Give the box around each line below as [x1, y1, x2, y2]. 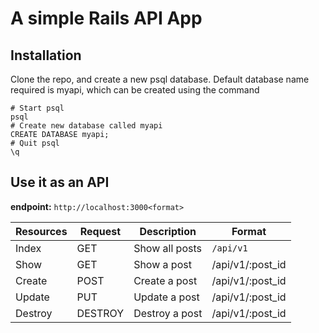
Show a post [133, 257, 192, 271]
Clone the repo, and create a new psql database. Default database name [10, 73, 310, 85]
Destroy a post [133, 306, 203, 320]
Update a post [133, 290, 200, 304]
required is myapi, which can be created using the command [10, 84, 260, 96]
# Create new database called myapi [10, 121, 163, 131]
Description [139, 224, 197, 238]
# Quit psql [10, 138, 60, 148]
